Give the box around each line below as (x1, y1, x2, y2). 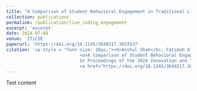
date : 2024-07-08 (6, 31, 49, 36)
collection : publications (6, 14, 69, 20)
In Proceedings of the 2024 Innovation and (79, 58, 188, 63)
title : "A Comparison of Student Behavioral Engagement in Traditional (6, 8, 185, 15)
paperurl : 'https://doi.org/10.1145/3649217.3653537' (6, 42, 141, 48)
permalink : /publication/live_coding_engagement (6, 19, 127, 25)
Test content (6, 79, 37, 86)
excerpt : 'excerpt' (6, 25, 54, 31)
